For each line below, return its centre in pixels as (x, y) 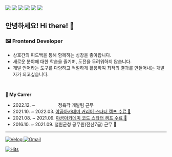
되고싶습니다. (35, 74)
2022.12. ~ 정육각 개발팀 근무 (53, 105)
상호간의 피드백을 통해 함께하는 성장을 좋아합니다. (62, 55)
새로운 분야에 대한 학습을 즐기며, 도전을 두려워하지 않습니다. (72, 61)
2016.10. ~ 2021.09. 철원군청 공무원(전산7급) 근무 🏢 (64, 124)
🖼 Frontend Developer (34, 41)
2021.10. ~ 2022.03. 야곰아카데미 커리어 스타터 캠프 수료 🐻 (72, 111)
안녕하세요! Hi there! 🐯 (40, 26)
